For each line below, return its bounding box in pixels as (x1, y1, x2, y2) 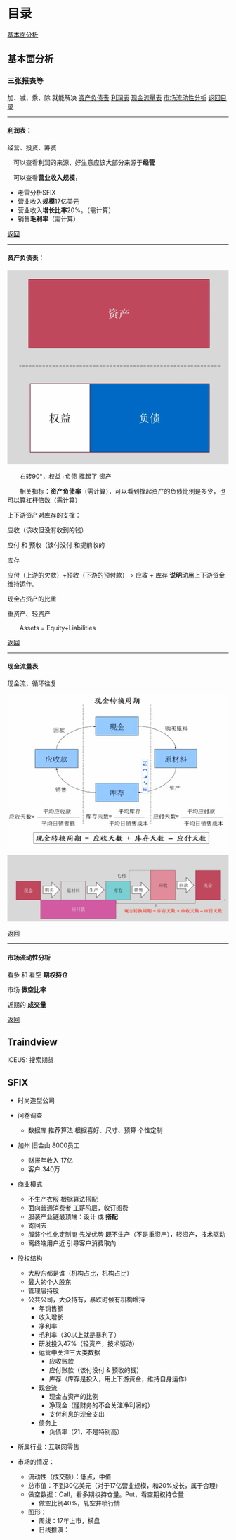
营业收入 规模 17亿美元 (17, 197, 79, 205)
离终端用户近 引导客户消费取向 (27, 1239, 117, 1247)
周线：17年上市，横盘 (38, 1517, 100, 1525)
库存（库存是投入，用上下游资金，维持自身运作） (48, 1375, 191, 1383)
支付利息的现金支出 (48, 1410, 105, 1419)
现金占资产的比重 (7, 594, 57, 603)
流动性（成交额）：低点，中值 (27, 1472, 112, 1481)
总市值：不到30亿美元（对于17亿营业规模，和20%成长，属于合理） (27, 1481, 222, 1490)
